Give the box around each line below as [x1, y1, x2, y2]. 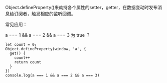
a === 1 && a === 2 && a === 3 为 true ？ [5, 32, 91, 38]
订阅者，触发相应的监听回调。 [14, 11, 76, 17]
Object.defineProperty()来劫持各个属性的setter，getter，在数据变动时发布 [5, 5, 158, 10]
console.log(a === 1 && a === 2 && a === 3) [5, 73, 100, 78]
